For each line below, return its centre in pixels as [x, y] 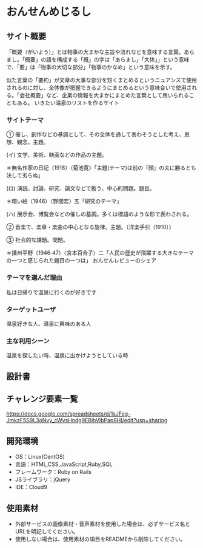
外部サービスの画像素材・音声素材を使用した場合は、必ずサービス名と [103, 524]
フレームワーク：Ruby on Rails [53, 472]
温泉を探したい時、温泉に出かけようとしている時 [67, 355]
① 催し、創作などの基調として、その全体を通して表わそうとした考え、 [95, 134]
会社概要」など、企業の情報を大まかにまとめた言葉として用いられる [104, 95]
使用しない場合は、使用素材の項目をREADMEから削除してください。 [100, 539]
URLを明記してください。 [47, 532]
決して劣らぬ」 [25, 176]
